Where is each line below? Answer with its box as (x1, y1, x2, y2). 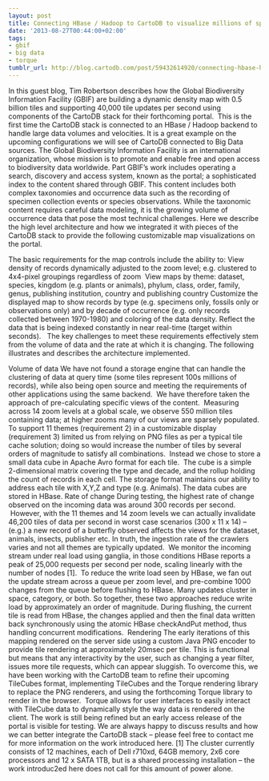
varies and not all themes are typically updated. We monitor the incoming (8, 542, 251, 552)
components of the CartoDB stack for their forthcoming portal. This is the (8, 111, 252, 121)
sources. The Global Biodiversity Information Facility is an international (8, 145, 242, 155)
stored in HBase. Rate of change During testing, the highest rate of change (8, 491, 255, 501)
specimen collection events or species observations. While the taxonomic (8, 196, 251, 206)
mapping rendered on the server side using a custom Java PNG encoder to (8, 636, 256, 646)
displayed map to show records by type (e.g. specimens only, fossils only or (8, 297, 259, 307)
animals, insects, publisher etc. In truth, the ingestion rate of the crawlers (8, 533, 250, 543)
